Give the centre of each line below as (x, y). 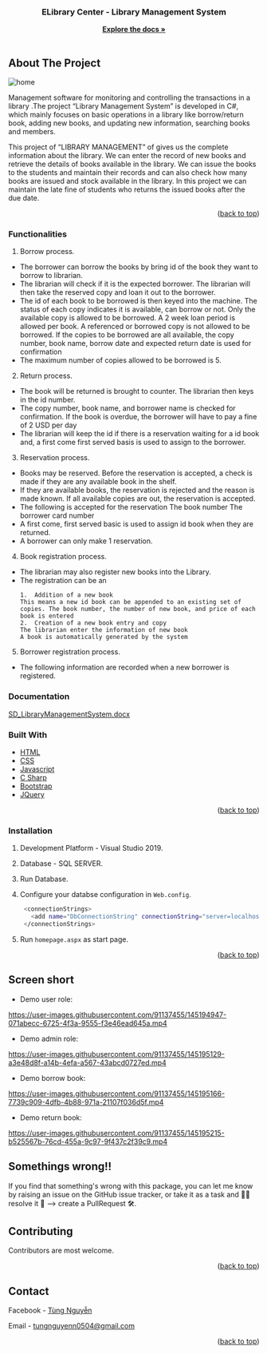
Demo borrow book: (53, 1078)
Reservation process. (55, 458)
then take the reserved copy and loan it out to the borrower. (118, 292)
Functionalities (38, 234)
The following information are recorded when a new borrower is (124, 667)
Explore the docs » (134, 30)
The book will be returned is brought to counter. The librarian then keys (137, 391)
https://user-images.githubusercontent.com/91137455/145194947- (118, 1015)
